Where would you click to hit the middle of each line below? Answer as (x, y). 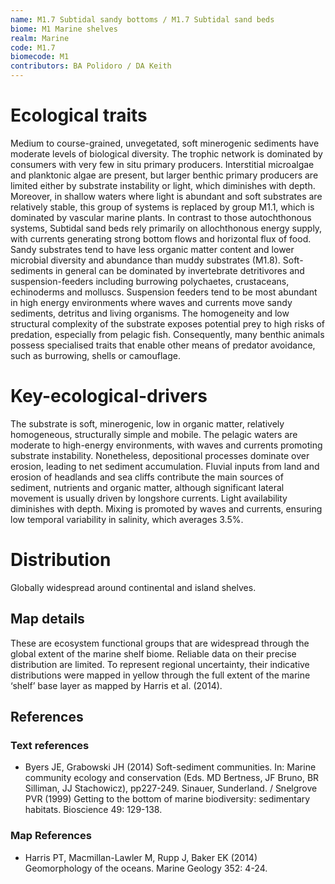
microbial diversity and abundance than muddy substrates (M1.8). (145, 260)
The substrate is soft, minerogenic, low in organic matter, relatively (147, 423)
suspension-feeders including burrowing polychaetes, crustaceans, (150, 281)
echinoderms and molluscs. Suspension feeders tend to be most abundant (164, 292)
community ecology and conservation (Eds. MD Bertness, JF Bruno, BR (172, 778)
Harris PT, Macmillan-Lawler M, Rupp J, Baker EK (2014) (141, 857)
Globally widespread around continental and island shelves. (133, 587)
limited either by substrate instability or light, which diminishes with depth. (163, 185)
